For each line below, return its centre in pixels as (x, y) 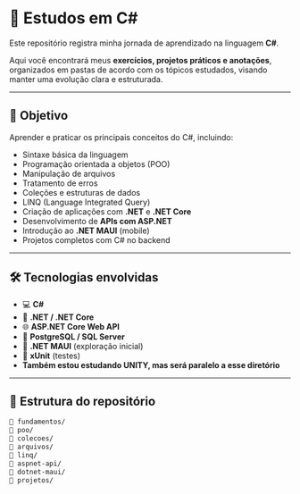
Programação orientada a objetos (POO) (96, 163)
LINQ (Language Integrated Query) (86, 202)
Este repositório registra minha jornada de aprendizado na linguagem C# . (144, 43)
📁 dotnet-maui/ (37, 472)
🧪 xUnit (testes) (51, 356)
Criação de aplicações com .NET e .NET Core (107, 211)
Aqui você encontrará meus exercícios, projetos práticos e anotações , (141, 60)
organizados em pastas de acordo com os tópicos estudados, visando (138, 70)
